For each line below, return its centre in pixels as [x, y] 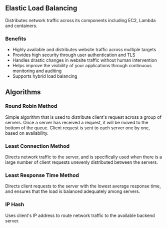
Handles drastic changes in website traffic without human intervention [85, 60]
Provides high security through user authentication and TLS [74, 55]
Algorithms [23, 92]
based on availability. [27, 133]
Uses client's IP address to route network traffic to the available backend [80, 215]
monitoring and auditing [37, 71]
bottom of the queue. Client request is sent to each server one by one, [77, 128]
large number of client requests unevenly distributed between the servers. [82, 162]
